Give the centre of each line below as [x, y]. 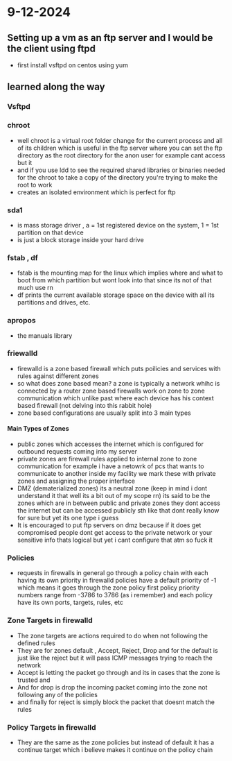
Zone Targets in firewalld [50, 620]
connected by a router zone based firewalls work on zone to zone [111, 391]
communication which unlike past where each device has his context [115, 398]
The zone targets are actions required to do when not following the [113, 635]
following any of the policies [57, 694]
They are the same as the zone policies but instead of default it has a [116, 742]
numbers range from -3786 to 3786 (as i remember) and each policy [115, 595]
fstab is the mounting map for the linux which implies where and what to [120, 273]
